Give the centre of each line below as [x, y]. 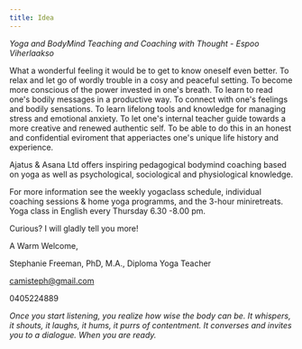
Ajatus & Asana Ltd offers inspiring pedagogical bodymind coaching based [148, 164]
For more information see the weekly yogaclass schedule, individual [135, 191]
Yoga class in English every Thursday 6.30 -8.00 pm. [107, 211]
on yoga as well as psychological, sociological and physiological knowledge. [151, 174]
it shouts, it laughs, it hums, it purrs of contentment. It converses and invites [151, 325]
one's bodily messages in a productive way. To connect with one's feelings [149, 99]
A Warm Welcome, [44, 245]
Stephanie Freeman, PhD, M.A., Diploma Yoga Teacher [110, 263]
